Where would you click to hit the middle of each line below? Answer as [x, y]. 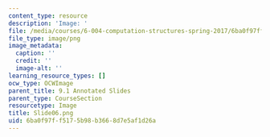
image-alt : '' [39, 68]
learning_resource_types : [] [57, 76]
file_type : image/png [45, 38]
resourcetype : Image [43, 106]
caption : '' [36, 53]
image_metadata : [35, 46]
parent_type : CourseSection [55, 98]
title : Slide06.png [41, 114]
